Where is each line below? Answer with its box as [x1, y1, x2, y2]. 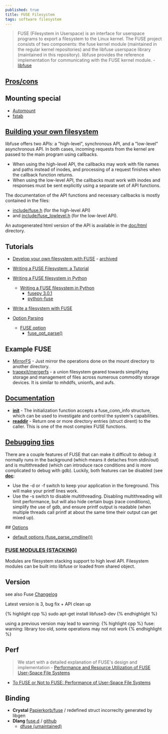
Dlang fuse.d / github [12, 718, 57, 724]
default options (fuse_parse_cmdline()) [12, 534, 93, 540]
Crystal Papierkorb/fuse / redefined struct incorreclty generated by [12, 707, 152, 713]
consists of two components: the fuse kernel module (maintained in [17, 41, 157, 47]
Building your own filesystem [5, 127, 99, 136]
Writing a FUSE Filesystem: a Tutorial [12, 265, 89, 271]
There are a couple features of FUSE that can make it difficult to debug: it [5, 451, 156, 457]
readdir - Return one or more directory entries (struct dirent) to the [12, 418, 151, 424]
